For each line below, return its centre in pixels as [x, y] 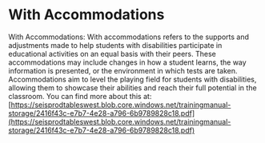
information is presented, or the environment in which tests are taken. [123, 70]
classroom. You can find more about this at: [80, 96]
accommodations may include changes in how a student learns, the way [127, 62]
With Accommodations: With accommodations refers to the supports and [129, 37]
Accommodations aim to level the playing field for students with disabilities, [132, 79]
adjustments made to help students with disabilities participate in [115, 45]
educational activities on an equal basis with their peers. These [112, 54]
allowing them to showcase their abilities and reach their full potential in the [133, 87]
